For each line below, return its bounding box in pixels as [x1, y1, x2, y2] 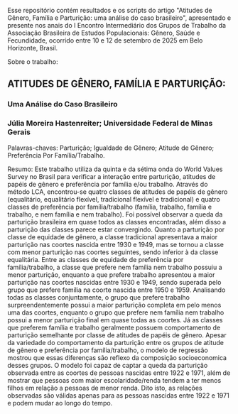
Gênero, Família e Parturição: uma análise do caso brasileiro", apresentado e [7, 13, 232, 22]
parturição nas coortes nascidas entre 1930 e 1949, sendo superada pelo [7, 278, 222, 286]
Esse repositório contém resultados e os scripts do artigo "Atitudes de [7, 6, 212, 14]
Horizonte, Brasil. [7, 44, 58, 52]
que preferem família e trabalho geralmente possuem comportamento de [7, 323, 221, 332]
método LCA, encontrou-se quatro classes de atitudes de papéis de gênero [7, 187, 228, 196]
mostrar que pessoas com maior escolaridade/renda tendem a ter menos [7, 376, 222, 384]
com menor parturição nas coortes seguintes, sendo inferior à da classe [7, 248, 219, 256]
